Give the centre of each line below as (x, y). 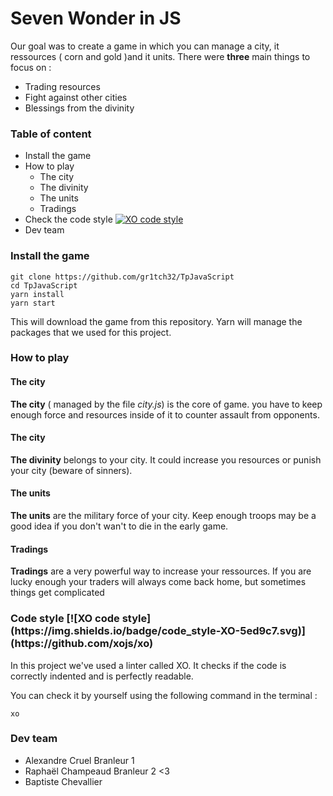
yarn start (33, 303)
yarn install (37, 294)
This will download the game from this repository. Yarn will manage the (156, 321)
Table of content (51, 134)
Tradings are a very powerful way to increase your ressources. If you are (161, 571)
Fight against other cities (76, 97)
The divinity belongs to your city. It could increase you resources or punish (166, 459)
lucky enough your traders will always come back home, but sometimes (158, 582)
